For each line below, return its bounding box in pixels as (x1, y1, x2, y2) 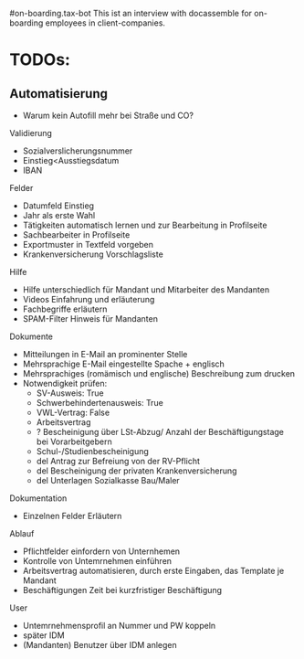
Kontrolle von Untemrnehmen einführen (22, 556, 172, 566)
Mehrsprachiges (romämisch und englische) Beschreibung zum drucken (22, 368, 295, 378)
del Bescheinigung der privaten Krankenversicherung (36, 465, 237, 476)
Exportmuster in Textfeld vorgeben (22, 239, 153, 250)
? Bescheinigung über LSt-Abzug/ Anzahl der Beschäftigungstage (36, 427, 285, 437)
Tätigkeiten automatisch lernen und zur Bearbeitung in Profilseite (22, 219, 267, 230)
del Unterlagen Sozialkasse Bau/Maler (36, 475, 180, 485)
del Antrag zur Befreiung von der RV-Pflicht (36, 456, 201, 466)
